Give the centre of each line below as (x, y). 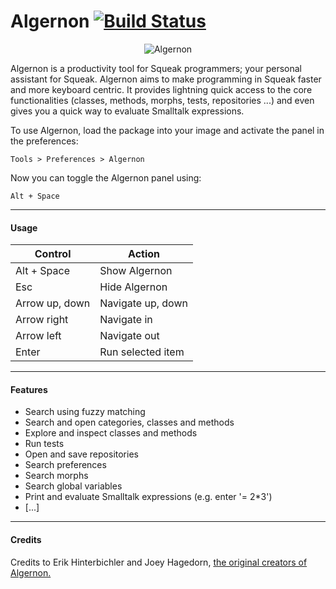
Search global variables (73, 486)
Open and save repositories (81, 454)
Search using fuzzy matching (85, 412)
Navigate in (126, 320)
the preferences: (44, 141)
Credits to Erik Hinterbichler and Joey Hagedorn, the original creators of (159, 562)
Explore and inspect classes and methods (111, 433)
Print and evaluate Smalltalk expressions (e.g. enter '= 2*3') (148, 497)
